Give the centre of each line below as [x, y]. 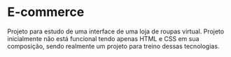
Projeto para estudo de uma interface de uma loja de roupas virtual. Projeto [116, 31]
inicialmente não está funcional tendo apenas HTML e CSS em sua [103, 38]
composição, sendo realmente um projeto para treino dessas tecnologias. [113, 46]
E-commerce [46, 12]
